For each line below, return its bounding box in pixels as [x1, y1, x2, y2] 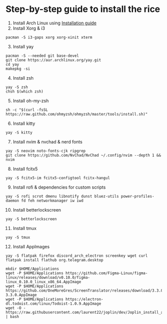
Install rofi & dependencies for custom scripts [12, 184, 106, 190]
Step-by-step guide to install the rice [5, 3, 161, 15]
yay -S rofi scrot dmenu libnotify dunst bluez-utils [5, 194, 119, 199]
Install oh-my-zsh [12, 98, 49, 104]
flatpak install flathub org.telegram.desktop [5, 257, 104, 262]
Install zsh [12, 75, 34, 81]
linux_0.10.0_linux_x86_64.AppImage [5, 279, 81, 284]
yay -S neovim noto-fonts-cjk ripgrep [5, 148, 86, 153]
